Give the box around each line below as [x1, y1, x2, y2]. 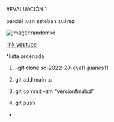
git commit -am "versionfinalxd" [14, 88, 95, 95]
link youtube [6, 41, 37, 48]
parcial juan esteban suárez [6, 18, 75, 24]
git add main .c [14, 76, 52, 83]
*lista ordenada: [6, 53, 46, 60]
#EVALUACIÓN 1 [6, 6, 47, 13]
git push [14, 100, 36, 106]
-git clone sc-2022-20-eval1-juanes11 [14, 64, 109, 71]
